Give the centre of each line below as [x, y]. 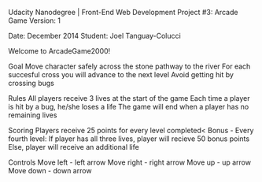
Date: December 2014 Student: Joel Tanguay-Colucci [94, 36]
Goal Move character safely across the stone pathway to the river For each [129, 66]
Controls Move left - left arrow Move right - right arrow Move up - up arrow [130, 162]
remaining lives [33, 115]
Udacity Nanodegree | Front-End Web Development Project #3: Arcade [123, 12]
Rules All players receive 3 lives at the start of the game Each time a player [129, 98]
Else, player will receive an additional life [74, 147]
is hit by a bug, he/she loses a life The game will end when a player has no [129, 107]
